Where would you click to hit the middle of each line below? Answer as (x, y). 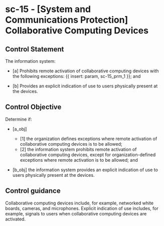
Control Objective (33, 107)
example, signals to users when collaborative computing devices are (76, 213)
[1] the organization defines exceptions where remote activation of (89, 139)
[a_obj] (20, 129)
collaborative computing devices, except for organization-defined (88, 155)
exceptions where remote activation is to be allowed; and (79, 160)
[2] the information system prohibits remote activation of (78, 149)
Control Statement (35, 49)
